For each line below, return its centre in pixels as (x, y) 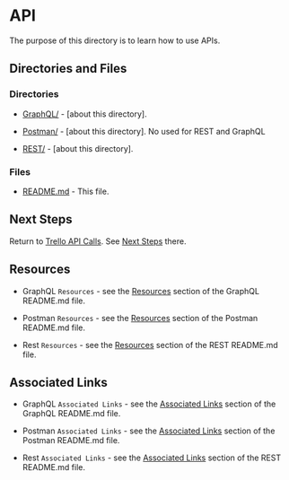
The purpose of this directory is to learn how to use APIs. (115, 40)
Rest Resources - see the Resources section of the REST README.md (150, 345)
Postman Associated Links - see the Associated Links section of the (149, 431)
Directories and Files (68, 69)
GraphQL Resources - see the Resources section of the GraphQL (141, 291)
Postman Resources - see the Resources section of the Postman (140, 318)
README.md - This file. (66, 191)
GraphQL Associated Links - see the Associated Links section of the (149, 404)
